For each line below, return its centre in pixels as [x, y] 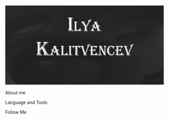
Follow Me [16, 112]
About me [15, 93]
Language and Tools [26, 102]
